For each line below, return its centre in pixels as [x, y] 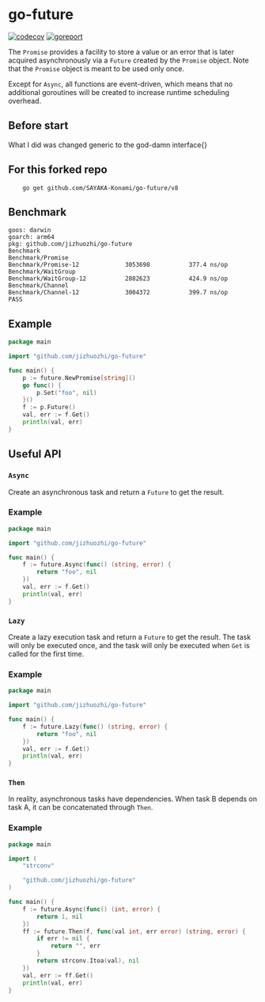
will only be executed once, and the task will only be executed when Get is [129, 645]
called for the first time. [46, 654]
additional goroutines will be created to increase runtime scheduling [119, 92]
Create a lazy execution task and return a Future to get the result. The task [130, 637]
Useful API [35, 454]
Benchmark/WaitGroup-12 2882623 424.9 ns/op [118, 279]
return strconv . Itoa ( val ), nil [88, 961]
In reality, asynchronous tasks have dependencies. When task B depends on [132, 799]
